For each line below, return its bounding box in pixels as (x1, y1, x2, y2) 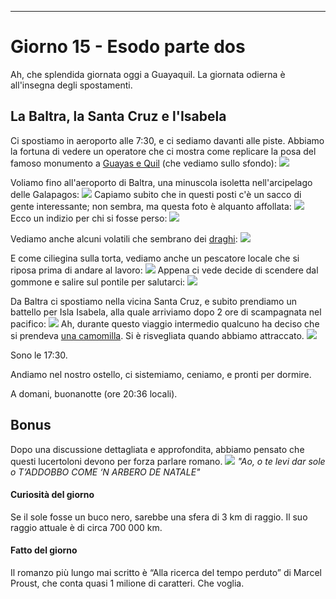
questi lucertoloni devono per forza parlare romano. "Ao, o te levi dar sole (10, 455, 326, 467)
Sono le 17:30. (10, 349, 68, 361)
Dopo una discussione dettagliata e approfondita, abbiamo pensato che (10, 443, 305, 455)
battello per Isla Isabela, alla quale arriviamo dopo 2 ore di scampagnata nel (10, 306, 322, 318)
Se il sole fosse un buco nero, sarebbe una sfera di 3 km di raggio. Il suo (10, 511, 308, 523)
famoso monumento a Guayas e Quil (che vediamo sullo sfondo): (10, 157, 277, 169)
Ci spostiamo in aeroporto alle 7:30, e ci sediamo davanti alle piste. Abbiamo (10, 134, 325, 146)
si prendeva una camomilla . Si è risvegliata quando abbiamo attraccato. (10, 329, 305, 341)
